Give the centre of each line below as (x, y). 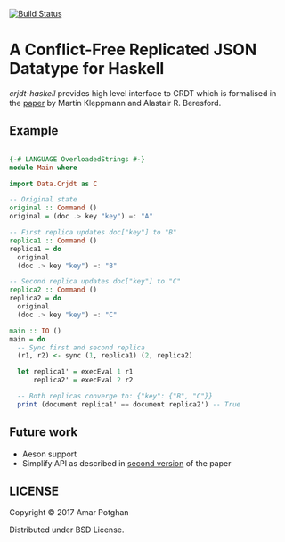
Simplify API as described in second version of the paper (126, 463)
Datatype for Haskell (87, 69)
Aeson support (49, 454)
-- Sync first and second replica (81, 348)
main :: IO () (36, 331)
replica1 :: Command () (53, 241)
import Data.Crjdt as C (53, 184)
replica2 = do (36, 299)
